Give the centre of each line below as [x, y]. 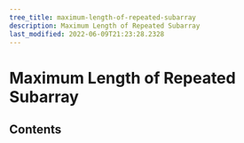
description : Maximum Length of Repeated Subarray [105, 26]
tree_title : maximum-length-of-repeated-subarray [103, 17]
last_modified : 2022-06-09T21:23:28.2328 [87, 34]
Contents [35, 129]
